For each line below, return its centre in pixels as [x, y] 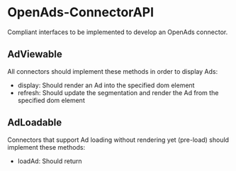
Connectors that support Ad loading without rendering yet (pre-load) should [118, 140]
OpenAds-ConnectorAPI [81, 12]
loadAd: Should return [50, 161]
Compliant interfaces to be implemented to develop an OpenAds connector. [118, 32]
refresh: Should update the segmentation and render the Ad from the [118, 92]
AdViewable [35, 54]
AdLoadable [35, 122]
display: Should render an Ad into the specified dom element [106, 85]
